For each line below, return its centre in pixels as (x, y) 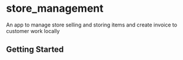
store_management (55, 9)
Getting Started (35, 50)
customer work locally (33, 31)
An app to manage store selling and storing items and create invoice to (92, 25)
